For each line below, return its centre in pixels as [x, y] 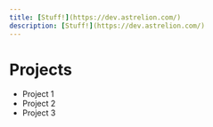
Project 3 [39, 113]
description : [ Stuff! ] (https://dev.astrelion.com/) [107, 26]
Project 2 [39, 104]
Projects [41, 70]
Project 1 [38, 94]
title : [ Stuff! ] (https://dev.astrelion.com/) [95, 17]
